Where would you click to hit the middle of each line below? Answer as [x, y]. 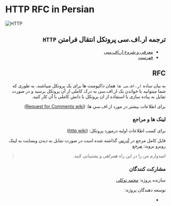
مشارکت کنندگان [147, 169]
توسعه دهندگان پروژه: [145, 190]
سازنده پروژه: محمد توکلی [141, 180]
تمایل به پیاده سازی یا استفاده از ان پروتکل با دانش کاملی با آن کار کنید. [99, 96]
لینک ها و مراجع [149, 119]
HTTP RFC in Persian [50, 9]
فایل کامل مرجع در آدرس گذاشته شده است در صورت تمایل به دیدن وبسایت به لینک [87, 140]
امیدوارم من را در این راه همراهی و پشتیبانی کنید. [119, 156]
